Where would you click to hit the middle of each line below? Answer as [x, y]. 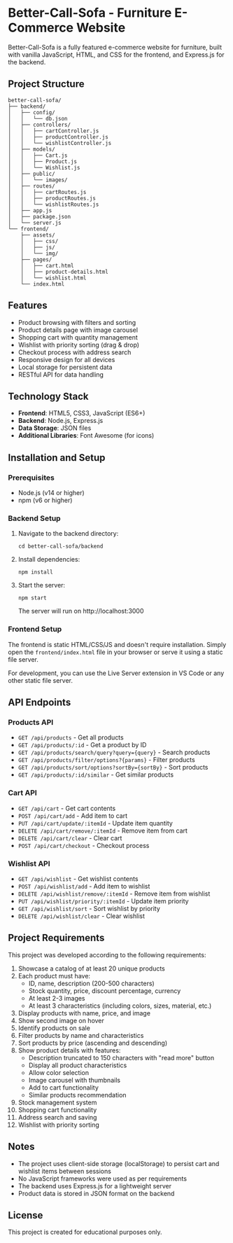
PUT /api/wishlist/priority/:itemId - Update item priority [103, 901]
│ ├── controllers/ [40, 125]
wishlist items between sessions [64, 1171]
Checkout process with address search [75, 352]
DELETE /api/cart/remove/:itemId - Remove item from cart [103, 831]
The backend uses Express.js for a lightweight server [95, 1186]
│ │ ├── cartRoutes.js [47, 192]
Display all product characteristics [78, 1065]
